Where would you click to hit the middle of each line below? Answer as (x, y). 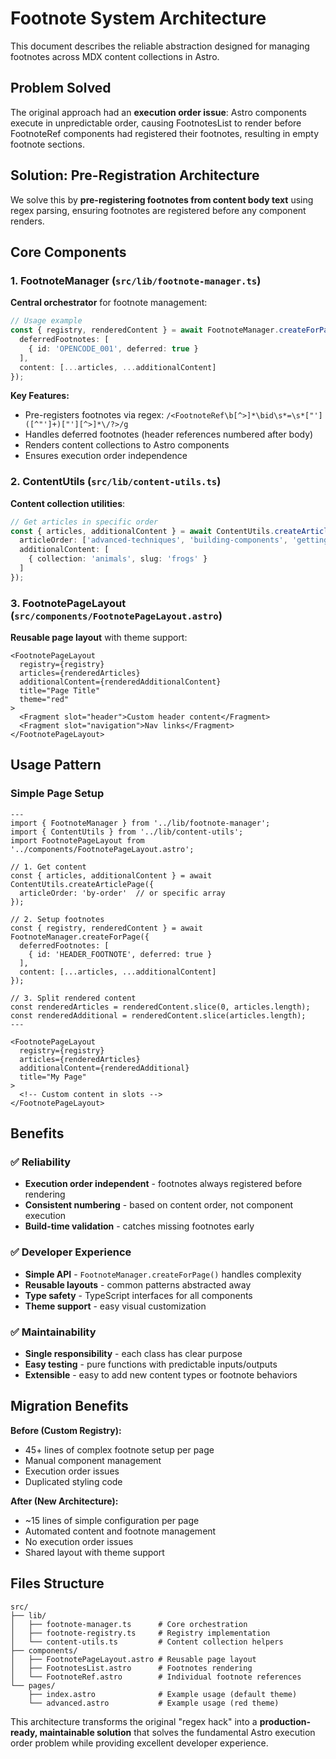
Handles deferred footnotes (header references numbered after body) (169, 434)
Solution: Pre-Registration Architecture (135, 175)
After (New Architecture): (64, 1501)
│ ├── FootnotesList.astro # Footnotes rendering (131, 1668)
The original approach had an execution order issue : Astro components (158, 112)
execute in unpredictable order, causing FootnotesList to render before (156, 123)
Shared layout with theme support (94, 1552)
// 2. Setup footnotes (57, 919)
